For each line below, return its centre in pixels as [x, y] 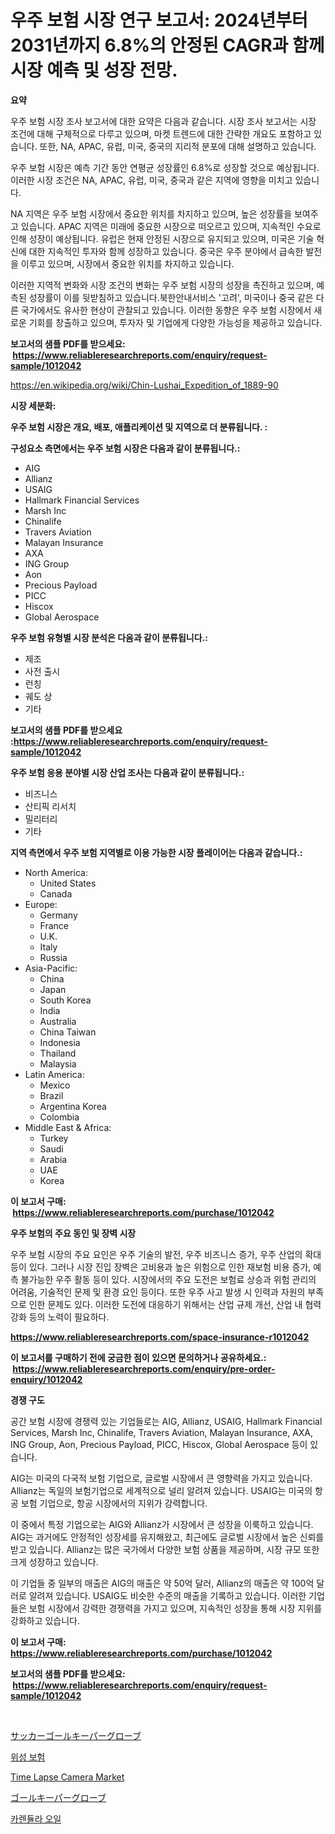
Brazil [51, 1095]
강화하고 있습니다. [45, 1620]
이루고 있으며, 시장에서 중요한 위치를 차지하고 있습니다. [127, 263]
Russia [53, 957]
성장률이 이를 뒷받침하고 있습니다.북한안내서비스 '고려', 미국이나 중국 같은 [171, 297]
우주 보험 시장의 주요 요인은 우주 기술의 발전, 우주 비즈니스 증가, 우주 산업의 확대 [166, 1254]
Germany [58, 915]
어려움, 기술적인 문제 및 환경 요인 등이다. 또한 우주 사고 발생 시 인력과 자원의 [158, 1292]
